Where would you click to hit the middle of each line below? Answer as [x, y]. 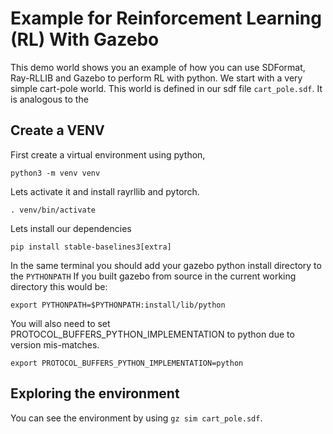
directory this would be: [59, 286]
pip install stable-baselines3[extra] [91, 247]
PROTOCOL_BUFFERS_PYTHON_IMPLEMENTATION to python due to [152, 334]
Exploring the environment [95, 393]
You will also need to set [60, 323]
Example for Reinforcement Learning [166, 18]
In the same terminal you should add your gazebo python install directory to [166, 265]
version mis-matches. [55, 344]
